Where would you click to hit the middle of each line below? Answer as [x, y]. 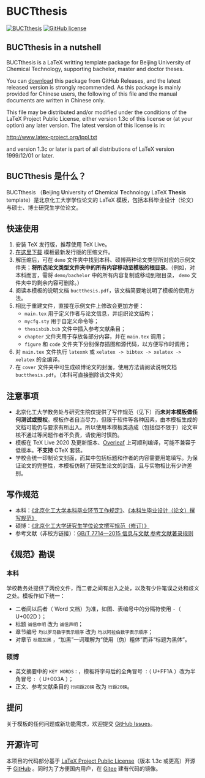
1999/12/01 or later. [30, 155]
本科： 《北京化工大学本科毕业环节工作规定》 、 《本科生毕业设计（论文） [102, 510]
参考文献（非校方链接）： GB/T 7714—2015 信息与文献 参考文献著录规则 [104, 533]
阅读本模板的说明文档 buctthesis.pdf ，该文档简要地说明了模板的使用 [102, 291]
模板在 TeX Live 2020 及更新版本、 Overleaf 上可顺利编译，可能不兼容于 [106, 443]
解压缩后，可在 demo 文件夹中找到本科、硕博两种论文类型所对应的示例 [103, 260]
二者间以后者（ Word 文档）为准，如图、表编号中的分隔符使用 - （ [98, 609]
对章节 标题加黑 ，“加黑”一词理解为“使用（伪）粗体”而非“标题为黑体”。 [103, 639]
